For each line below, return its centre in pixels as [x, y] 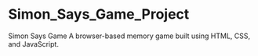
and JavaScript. [33, 44]
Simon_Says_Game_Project [99, 14]
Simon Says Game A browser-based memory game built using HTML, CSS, [129, 36]
